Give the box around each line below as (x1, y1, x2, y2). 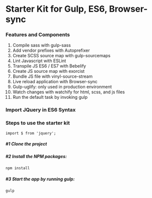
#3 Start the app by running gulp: (5, 176, 75, 182)
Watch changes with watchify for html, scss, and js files (12, 89, 125, 95)
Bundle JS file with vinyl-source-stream (12, 73, 93, 79)
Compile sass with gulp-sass (12, 43, 71, 48)
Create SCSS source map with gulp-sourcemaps (12, 53, 110, 59)
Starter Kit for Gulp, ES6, (5, 3, 108, 15)
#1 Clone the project (5, 141, 47, 147)
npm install (5, 166, 30, 171)
